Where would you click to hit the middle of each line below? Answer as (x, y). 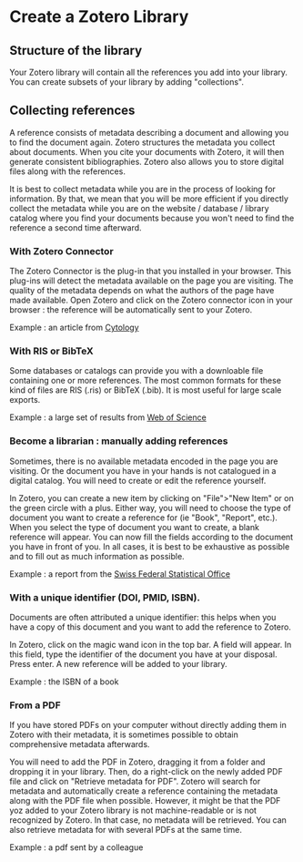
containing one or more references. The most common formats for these (146, 381)
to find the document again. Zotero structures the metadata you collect (142, 142)
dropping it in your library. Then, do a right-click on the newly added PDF (146, 772)
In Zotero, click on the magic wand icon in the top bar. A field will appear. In (151, 645)
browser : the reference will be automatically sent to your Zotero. (131, 310)
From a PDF (35, 705)
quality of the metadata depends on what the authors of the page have (142, 291)
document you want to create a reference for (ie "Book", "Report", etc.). (143, 518)
